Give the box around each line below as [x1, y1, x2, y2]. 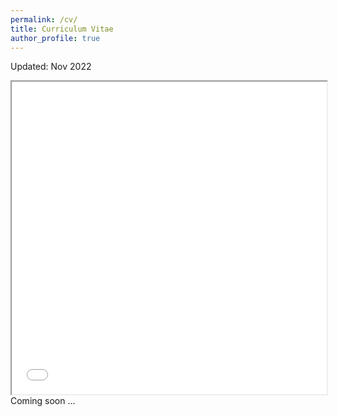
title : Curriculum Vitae [10, 24, 114, 34]
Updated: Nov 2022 [10, 61, 92, 73]
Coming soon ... [10, 395, 76, 407]
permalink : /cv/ [10, 14, 78, 25]
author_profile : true [10, 33, 101, 43]
